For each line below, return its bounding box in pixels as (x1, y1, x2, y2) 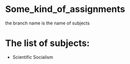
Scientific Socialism (12, 54, 54, 60)
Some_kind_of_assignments (5, 3, 125, 15)
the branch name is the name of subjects (5, 20, 90, 26)
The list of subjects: (5, 37, 90, 49)
